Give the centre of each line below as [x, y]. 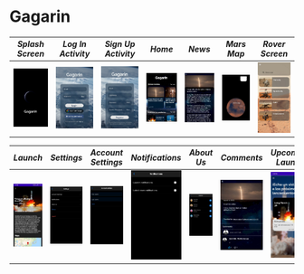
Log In [75, 44]
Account [107, 153]
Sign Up [120, 44]
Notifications [156, 157]
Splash [31, 44]
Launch [28, 157]
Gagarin [40, 17]
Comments [242, 157]
